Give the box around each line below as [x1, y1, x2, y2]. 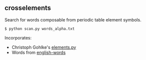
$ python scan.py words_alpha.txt [4, 26, 75, 31]
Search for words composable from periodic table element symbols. [4, 17, 142, 22]
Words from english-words [11, 49, 66, 55]
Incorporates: [4, 35, 32, 40]
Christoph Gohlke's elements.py [11, 44, 76, 50]
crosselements [4, 4, 51, 12]
